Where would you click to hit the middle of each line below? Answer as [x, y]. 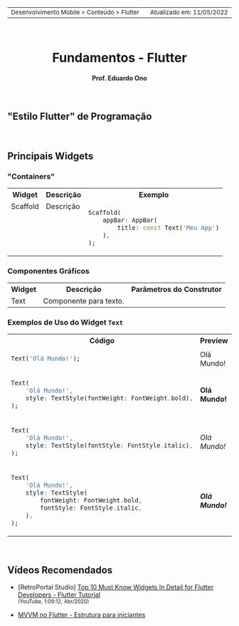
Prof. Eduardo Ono [119, 78]
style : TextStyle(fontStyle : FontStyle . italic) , [109, 446]
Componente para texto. [84, 301]
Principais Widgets [51, 156]
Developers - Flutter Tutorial [59, 595]
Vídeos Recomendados [60, 570]
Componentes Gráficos [49, 271]
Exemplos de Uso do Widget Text [65, 323]
